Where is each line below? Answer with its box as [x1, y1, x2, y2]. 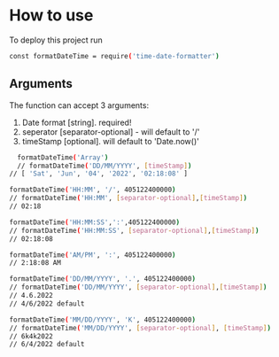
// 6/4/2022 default [9, 340, 86, 349]
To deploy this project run [9, 35, 104, 45]
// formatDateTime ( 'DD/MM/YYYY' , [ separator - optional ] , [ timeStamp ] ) [9, 283, 267, 292]
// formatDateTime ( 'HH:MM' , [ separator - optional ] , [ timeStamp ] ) [9, 194, 248, 203]
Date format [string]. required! [21, 117, 132, 128]
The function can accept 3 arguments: [9, 99, 149, 111]
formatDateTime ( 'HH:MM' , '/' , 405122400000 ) [9, 185, 176, 195]
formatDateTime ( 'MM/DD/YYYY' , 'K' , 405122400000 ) [9, 315, 197, 324]
